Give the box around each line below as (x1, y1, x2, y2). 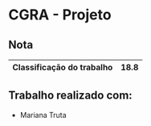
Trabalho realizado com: (8, 89, 133, 103)
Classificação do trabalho (12, 62, 113, 73)
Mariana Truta (19, 110, 67, 120)
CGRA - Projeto (8, 6, 112, 24)
